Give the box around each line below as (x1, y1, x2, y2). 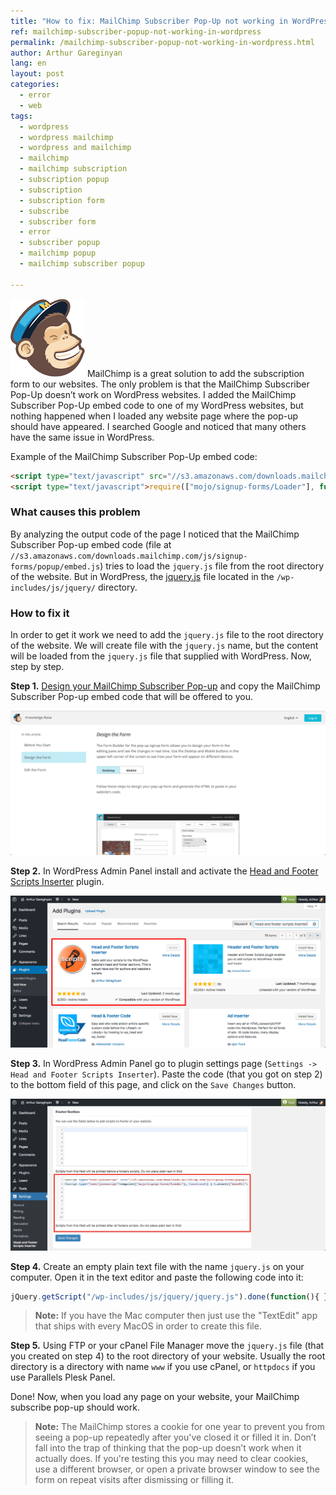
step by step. (10, 660, 65, 672)
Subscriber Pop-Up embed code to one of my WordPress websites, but (10, 399, 304, 411)
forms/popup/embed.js (10, 561, 101, 572)
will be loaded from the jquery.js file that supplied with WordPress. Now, (10, 650, 312, 662)
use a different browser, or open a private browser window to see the (34, 1463, 320, 1475)
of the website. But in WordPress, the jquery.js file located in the (10, 570, 275, 582)
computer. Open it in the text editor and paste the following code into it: (10, 1271, 304, 1283)
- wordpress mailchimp (19, 132, 114, 142)
